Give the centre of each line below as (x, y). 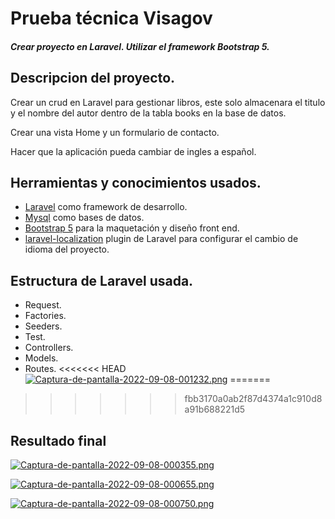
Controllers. (49, 348)
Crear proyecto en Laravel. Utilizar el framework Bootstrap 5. (140, 46)
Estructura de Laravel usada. (102, 280)
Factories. (45, 316)
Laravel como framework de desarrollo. (106, 207)
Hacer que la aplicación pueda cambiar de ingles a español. (133, 151)
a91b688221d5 (215, 409)
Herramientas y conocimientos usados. (136, 182)
